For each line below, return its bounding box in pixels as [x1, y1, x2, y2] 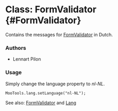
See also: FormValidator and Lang [5, 99, 76, 106]
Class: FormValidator [5, 4, 96, 15]
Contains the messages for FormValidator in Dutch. [5, 31, 113, 38]
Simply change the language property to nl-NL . [5, 81, 105, 87]
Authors [5, 44, 27, 51]
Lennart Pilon [12, 56, 41, 62]
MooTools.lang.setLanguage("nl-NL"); [5, 90, 86, 96]
